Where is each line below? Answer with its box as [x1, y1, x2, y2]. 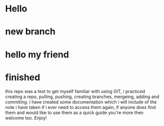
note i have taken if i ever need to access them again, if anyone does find [5, 104, 156, 110]
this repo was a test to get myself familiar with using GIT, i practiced [5, 88, 145, 94]
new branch [5, 26, 56, 37]
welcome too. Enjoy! [5, 114, 47, 120]
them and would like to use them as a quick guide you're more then [5, 109, 144, 115]
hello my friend [5, 48, 69, 60]
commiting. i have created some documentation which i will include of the [5, 98, 157, 105]
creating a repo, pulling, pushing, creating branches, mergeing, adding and [5, 93, 159, 99]
